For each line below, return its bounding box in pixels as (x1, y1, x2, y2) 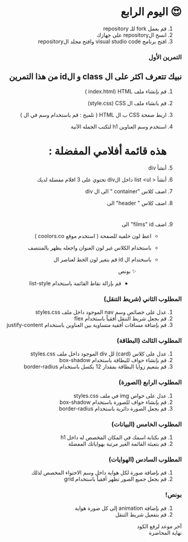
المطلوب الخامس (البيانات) (111, 420, 182, 428)
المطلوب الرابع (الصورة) (118, 378, 182, 386)
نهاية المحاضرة (149, 529, 182, 536)
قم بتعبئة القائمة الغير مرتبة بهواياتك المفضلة (68, 440, 167, 447)
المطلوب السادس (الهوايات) (108, 455, 182, 463)
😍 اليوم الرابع (120, 5, 182, 19)
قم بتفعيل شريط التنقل (115, 511, 167, 518)
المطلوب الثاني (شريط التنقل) (103, 294, 182, 303)
